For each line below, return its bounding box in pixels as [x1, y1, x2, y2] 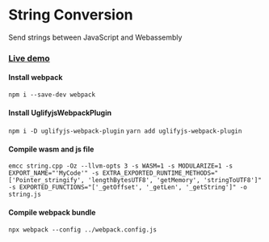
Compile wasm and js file [8, 144, 95, 154]
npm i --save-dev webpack [8, 91, 95, 99]
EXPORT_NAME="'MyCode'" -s [8, 169, 99, 177]
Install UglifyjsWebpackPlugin [8, 108, 111, 117]
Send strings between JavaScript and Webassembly [8, 32, 183, 42]
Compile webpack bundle [8, 208, 96, 218]
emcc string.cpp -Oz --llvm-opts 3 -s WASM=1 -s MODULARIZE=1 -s [8, 162, 233, 171]
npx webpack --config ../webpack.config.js [8, 225, 158, 234]
